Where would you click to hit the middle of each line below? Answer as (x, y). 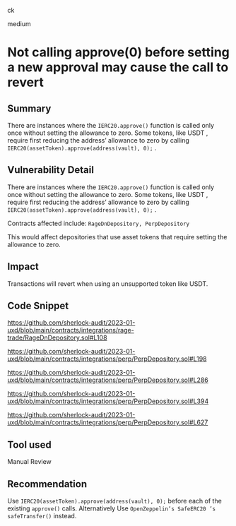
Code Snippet (38, 306)
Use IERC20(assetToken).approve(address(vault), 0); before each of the (115, 501)
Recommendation (47, 484)
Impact (23, 267)
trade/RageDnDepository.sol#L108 (57, 337)
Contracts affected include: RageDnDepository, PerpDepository (99, 223)
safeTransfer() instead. (42, 516)
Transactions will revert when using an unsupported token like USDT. (108, 283)
